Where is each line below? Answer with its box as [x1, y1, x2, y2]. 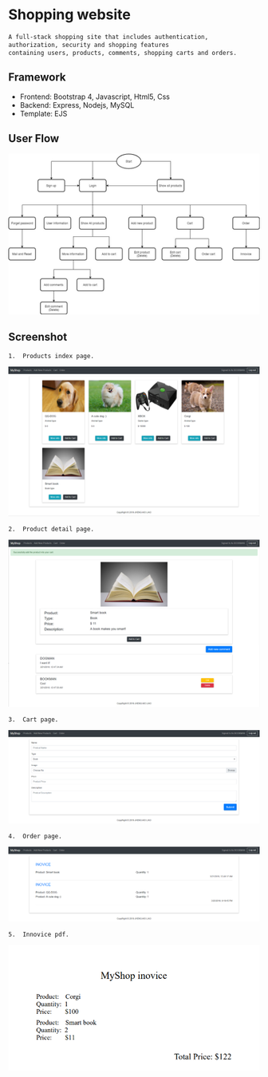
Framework [8, 70, 66, 85]
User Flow [8, 132, 60, 145]
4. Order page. [8, 832, 62, 840]
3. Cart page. [8, 716, 59, 724]
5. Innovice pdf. [8, 930, 69, 938]
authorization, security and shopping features [8, 41, 170, 49]
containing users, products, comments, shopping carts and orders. [8, 49, 238, 57]
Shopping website [8, 6, 132, 24]
